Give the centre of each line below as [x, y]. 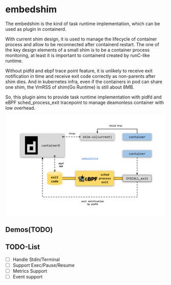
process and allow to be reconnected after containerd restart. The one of [82, 44]
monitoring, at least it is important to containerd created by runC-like [78, 55]
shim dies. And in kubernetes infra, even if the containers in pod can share [84, 82]
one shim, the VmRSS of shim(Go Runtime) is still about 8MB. [70, 87]
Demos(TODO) [29, 229]
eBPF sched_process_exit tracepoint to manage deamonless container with [85, 102]
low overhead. [20, 108]
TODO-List [23, 247]
